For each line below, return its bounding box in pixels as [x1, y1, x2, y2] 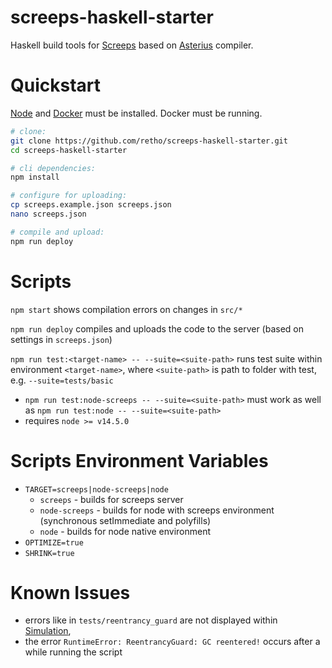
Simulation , [24, 625, 72, 637]
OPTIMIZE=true [24, 537, 84, 548]
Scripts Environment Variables [10, 449, 269, 472]
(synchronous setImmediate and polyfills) [39, 514, 212, 526]
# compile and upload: [10, 227, 105, 237]
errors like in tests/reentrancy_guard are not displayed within [24, 614, 278, 626]
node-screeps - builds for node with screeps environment [39, 504, 275, 516]
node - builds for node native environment [39, 525, 212, 537]
